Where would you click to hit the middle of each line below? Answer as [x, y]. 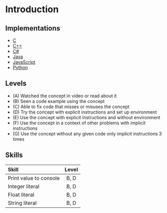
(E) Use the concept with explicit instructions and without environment [86, 117]
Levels [16, 83]
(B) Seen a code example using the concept [59, 101]
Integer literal [24, 186]
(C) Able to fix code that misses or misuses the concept [71, 107]
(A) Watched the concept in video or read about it [65, 96]
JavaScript [24, 62]
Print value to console [34, 178]
